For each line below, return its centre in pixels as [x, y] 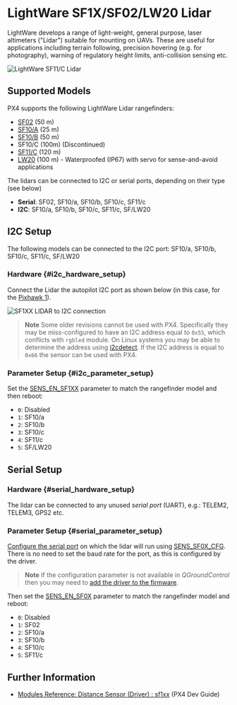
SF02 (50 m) [36, 122]
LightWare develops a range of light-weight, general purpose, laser [105, 33]
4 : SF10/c [31, 648]
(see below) [25, 188]
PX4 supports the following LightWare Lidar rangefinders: [91, 108]
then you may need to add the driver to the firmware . [101, 583]
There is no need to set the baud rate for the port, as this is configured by [114, 554]
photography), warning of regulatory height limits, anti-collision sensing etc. [117, 55]
